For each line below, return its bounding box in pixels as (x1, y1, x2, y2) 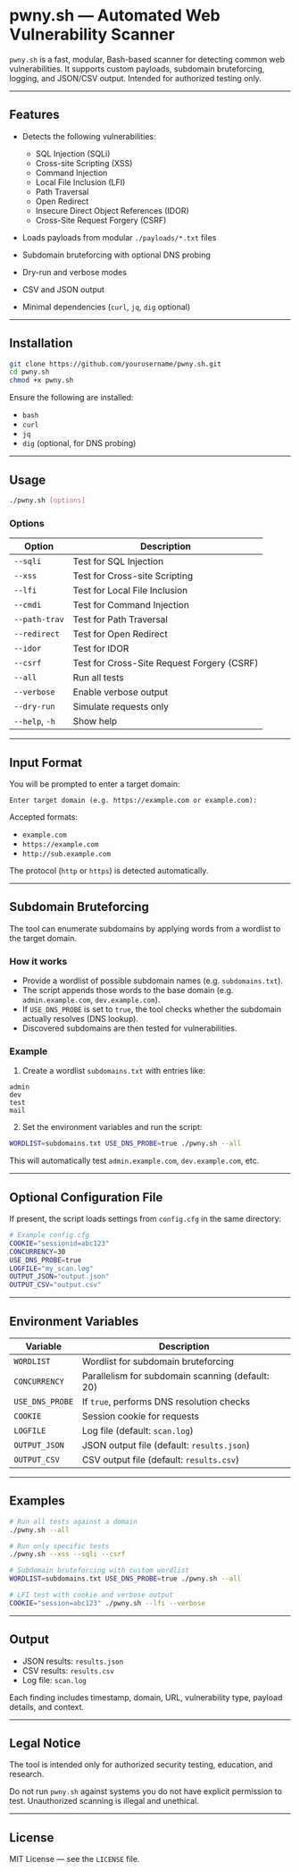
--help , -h (13, 715, 56, 728)
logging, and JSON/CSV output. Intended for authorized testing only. (9, 72, 262, 83)
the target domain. (9, 932, 78, 943)
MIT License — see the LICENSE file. (9, 1854, 140, 1865)
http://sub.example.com (21, 849, 112, 858)
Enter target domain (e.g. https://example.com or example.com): (9, 796, 257, 805)
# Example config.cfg (9, 1231, 90, 1240)
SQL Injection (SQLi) (35, 148, 111, 159)
